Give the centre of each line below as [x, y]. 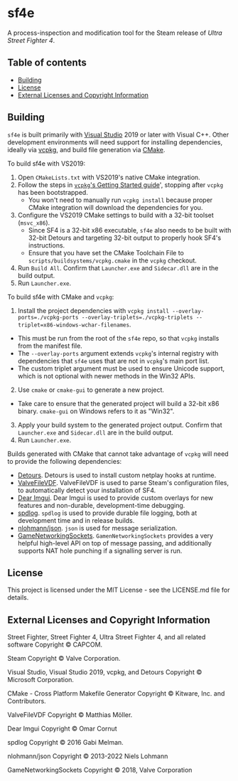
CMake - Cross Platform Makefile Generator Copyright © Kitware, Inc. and [116, 694]
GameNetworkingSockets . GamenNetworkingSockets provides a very [115, 536]
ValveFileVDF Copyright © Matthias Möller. [70, 715]
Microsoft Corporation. [41, 680]
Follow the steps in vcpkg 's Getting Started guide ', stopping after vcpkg [120, 185]
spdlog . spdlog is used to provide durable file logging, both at [107, 513]
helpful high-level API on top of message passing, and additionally [114, 543]
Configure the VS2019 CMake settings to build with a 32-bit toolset [116, 215]
